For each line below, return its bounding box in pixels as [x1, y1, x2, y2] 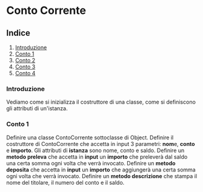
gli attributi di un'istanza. [6, 105, 68, 112]
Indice [6, 28, 30, 38]
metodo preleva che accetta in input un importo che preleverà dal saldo [6, 153, 188, 161]
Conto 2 [15, 57, 36, 64]
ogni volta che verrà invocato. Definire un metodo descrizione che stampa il [6, 172, 198, 179]
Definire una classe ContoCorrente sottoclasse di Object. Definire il [6, 134, 174, 141]
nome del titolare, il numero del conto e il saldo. [6, 179, 125, 186]
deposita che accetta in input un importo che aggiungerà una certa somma [6, 166, 196, 173]
